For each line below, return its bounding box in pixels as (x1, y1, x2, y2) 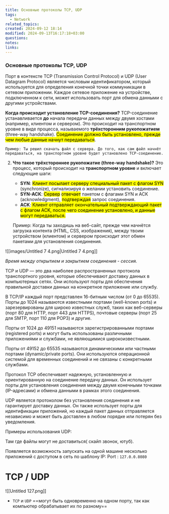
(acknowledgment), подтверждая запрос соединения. (20, 196, 136, 202)
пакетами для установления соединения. (12, 238, 102, 244)
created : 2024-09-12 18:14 (5, 26, 62, 31)
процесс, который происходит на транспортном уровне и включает (12, 165, 161, 171)
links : (5, 45, 19, 50)
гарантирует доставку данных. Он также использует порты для (5, 402, 142, 408)
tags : (5, 12, 17, 17)
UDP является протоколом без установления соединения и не (5, 397, 140, 403)
